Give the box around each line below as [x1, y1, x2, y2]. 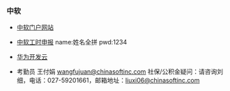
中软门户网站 [16, 23, 54, 32]
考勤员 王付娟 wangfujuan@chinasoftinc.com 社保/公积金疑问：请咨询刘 [16, 67, 224, 76]
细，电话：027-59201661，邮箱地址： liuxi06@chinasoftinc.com [16, 76, 200, 85]
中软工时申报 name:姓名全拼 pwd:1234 [16, 38, 128, 47]
